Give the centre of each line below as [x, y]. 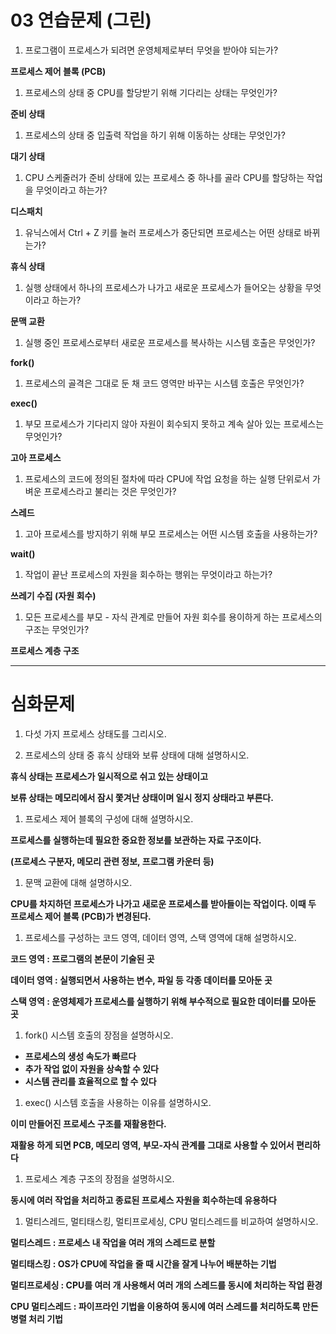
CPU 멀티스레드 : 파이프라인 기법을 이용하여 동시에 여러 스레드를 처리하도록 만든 [164, 1306]
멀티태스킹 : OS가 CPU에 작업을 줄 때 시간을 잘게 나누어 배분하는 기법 [143, 1263]
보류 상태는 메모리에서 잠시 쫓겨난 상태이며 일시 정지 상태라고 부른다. [142, 797]
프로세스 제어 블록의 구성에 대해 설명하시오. [109, 818]
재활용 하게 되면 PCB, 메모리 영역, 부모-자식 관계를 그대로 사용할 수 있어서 [152, 1145]
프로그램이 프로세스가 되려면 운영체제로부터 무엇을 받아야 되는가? [151, 50]
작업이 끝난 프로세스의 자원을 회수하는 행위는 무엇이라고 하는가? [148, 574]
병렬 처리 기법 [36, 1318]
